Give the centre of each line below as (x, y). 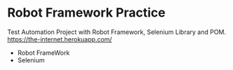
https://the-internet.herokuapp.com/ (60, 39)
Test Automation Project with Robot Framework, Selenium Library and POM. (117, 32)
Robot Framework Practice (87, 13)
